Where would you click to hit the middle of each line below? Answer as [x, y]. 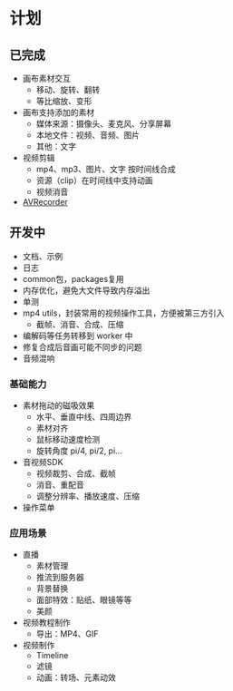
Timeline [52, 656]
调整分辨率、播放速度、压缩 [88, 496]
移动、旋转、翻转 [68, 90]
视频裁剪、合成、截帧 [76, 473]
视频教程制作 [46, 623]
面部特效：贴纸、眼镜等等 [84, 600]
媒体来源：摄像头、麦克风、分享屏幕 [104, 124]
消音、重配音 [60, 485]
